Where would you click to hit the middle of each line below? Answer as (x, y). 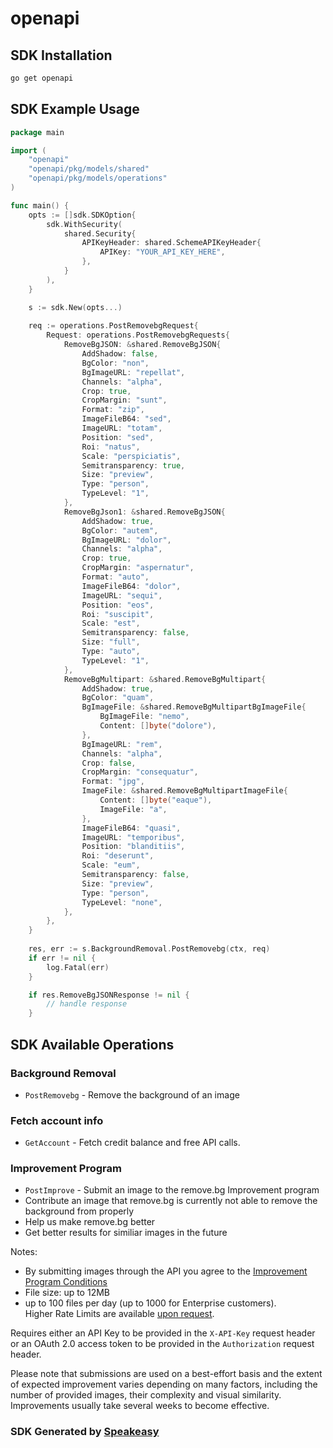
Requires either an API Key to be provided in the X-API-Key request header (163, 1333)
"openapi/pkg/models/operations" (98, 178)
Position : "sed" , (118, 437)
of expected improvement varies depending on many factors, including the (164, 1384)
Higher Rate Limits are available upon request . (119, 1314)
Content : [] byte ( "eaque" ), (156, 800)
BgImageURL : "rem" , (122, 744)
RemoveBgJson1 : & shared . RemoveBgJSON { (144, 512)
